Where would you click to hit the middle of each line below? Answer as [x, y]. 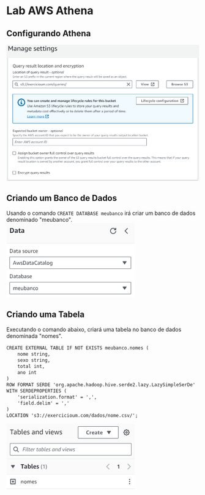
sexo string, [34, 360]
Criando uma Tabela [45, 315]
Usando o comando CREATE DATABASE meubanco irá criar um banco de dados [101, 213]
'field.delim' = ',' [43, 403]
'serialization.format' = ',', [57, 397]
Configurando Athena [49, 33]
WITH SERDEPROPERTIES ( [37, 391]
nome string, [34, 354]
